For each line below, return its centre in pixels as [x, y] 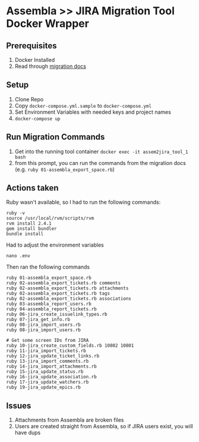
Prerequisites [31, 46]
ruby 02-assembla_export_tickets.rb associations [69, 299]
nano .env [18, 256]
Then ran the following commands [48, 267]
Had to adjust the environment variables [55, 245]
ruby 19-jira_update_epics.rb [44, 387]
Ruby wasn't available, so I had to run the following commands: [83, 202]
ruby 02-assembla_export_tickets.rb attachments [67, 288]
